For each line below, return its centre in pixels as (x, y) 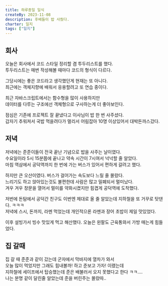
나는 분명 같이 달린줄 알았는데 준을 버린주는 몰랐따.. (56, 278)
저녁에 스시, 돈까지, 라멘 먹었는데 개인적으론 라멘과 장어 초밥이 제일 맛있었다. (81, 211)
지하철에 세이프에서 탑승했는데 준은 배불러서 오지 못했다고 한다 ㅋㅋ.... (74, 272)
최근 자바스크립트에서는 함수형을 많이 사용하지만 (53, 98)
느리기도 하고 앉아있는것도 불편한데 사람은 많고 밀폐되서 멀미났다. (70, 181)
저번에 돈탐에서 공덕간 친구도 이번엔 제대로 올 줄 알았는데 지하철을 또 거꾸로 (79, 198)
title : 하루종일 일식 (25, 10)
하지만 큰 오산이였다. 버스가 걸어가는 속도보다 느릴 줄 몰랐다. (65, 175)
